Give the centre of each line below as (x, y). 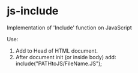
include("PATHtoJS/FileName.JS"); (59, 63)
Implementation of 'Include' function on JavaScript (70, 28)
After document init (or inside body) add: (66, 57)
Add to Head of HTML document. (57, 51)
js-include (33, 11)
